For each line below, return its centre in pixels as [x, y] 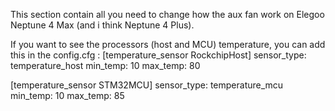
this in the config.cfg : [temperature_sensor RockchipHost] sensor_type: [158, 55]
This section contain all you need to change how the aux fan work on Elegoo [167, 14]
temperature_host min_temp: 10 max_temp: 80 [105, 65]
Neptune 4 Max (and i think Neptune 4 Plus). [102, 25]
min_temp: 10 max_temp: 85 [67, 95]
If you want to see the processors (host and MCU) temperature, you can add [168, 44]
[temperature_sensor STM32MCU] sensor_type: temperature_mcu [147, 85]
